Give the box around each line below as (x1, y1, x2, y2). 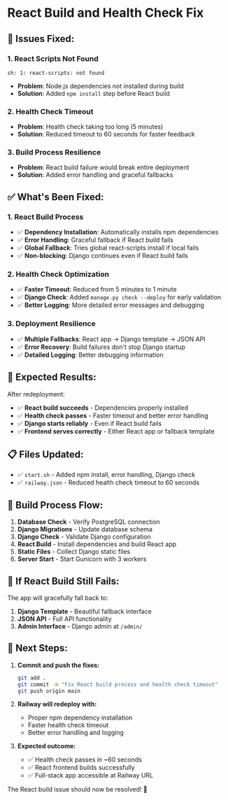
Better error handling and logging (27, 729, 124, 737)
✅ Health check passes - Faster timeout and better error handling (17, 411, 208, 420)
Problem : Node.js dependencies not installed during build (17, 82, 184, 90)
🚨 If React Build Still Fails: (7, 575, 120, 587)
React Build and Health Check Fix (7, 5, 204, 21)
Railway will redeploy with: (17, 700, 97, 708)
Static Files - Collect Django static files (17, 548, 131, 556)
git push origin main (17, 687, 80, 694)
